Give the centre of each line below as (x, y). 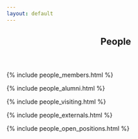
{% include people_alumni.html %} (56, 89)
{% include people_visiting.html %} (57, 102)
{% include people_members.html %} (60, 75)
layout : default (30, 13)
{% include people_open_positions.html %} (68, 129)
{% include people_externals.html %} (60, 115)
